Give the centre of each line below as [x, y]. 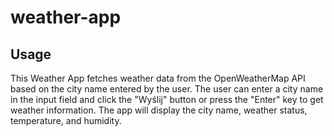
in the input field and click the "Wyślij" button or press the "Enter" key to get [167, 99]
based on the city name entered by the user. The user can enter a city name [167, 89]
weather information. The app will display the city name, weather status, [159, 110]
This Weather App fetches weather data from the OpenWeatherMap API [158, 78]
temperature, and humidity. [66, 120]
